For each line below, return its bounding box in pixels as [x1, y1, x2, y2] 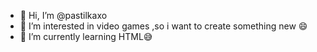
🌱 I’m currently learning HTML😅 [19, 31, 153, 42]
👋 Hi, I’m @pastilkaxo [19, 10, 108, 21]
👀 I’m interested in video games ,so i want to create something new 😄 [19, 20, 308, 32]
